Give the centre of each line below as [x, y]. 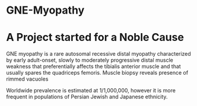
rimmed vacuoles [27, 79]
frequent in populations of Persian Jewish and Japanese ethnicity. [87, 97]
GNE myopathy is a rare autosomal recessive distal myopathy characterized [99, 54]
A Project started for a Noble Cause [95, 38]
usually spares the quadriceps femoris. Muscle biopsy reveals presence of [97, 73]
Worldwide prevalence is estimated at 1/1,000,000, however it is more [91, 91]
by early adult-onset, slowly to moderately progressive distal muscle [90, 60]
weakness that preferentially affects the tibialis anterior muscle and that [93, 66]
